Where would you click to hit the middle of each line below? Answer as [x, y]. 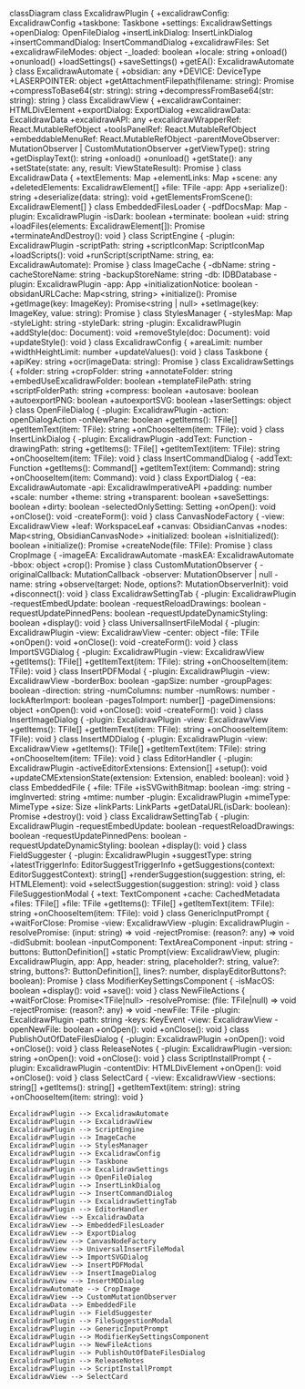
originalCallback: [41, 574]
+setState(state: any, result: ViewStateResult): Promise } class [126, 168]
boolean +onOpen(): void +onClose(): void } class [156, 1029]
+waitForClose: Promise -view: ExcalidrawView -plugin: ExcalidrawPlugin [147, 923]
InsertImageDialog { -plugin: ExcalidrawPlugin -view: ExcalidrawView [139, 720]
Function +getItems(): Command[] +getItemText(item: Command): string [145, 468]
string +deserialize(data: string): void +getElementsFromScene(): [131, 197]
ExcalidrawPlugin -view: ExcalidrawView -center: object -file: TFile [134, 633]
